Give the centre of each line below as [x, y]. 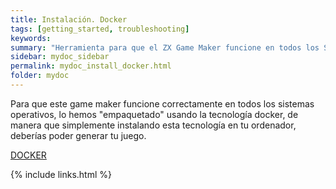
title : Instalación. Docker [69, 19]
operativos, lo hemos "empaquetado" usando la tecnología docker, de [154, 114]
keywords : [31, 38]
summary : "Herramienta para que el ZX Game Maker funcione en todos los [165, 47]
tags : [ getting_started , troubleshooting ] [100, 29]
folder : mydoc [40, 76]
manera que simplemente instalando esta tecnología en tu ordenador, [153, 125]
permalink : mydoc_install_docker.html [91, 66]
